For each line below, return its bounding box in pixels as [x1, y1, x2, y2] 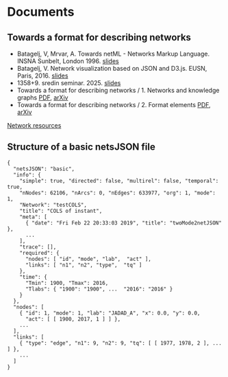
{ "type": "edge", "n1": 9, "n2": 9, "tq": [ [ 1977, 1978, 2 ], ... [19, 339, 223, 347]
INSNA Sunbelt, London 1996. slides [16, 57, 119, 65]
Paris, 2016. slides [16, 71, 68, 80]
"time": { [19, 273, 48, 280]
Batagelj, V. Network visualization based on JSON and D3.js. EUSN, [16, 65, 207, 72]
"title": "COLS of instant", [19, 207, 103, 214]
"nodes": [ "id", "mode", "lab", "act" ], [25, 255, 152, 262]
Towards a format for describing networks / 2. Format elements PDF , [16, 101, 211, 108]
